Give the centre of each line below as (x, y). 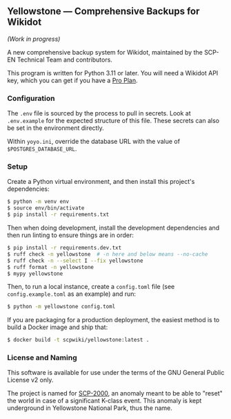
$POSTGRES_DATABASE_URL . (42, 149)
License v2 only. (30, 380)
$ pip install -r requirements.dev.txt (64, 248)
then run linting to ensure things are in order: (71, 235)
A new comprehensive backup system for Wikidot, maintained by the (105, 52)
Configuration (31, 98)
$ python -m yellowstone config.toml (61, 307)
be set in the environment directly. (56, 128)
